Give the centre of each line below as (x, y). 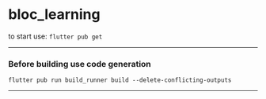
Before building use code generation (80, 64)
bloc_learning (54, 15)
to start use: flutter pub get (55, 36)
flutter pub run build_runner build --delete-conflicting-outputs (120, 80)
